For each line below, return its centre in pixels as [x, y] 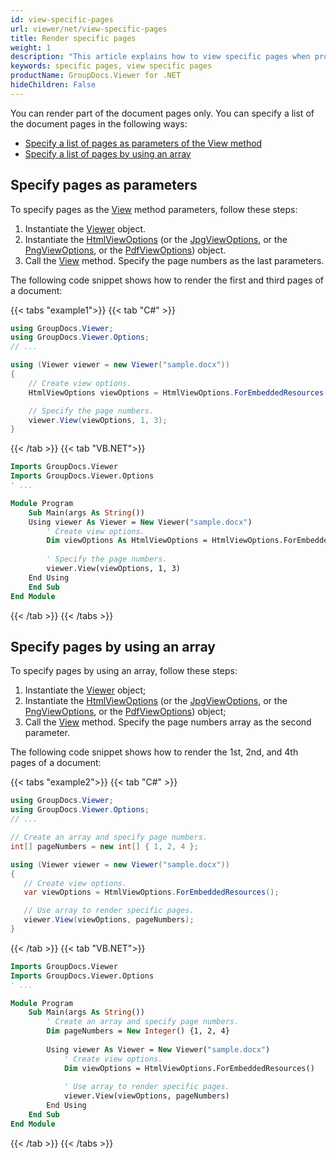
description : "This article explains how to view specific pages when [160, 57]
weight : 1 [31, 47]
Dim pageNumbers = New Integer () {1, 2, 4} [138, 1031]
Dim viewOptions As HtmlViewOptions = [127, 541]
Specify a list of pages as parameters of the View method [143, 143]
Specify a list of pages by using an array [108, 153]
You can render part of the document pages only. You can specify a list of [162, 113]
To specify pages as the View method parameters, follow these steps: [154, 209]
